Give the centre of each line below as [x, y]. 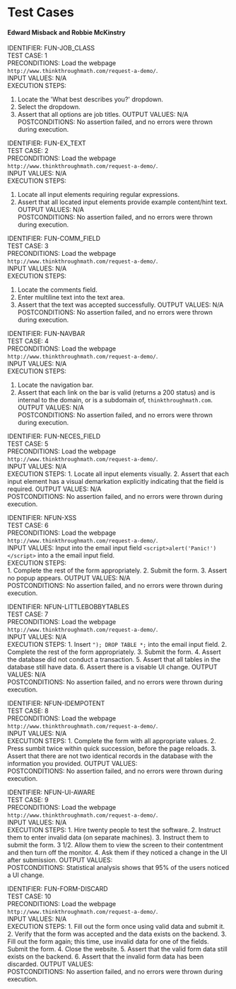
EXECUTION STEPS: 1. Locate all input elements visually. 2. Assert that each [118, 474]
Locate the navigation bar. [55, 385]
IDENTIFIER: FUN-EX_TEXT [47, 143]
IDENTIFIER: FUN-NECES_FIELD [54, 436]
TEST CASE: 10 [29, 896]
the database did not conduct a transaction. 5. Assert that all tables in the [114, 660]
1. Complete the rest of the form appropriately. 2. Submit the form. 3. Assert [117, 570]
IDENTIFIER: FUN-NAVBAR [46, 334]
